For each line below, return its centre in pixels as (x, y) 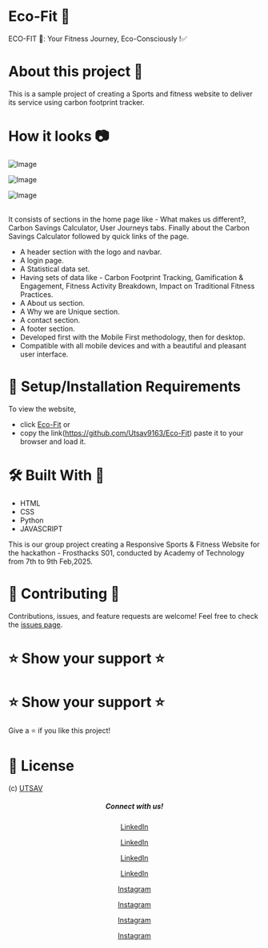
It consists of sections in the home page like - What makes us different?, (127, 219)
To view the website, (42, 409)
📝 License (41, 765)
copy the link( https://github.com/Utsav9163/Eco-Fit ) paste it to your (132, 433)
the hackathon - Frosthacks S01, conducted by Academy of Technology (127, 552)
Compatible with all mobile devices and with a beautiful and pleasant (133, 345)
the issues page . (36, 625)
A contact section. (50, 319)
